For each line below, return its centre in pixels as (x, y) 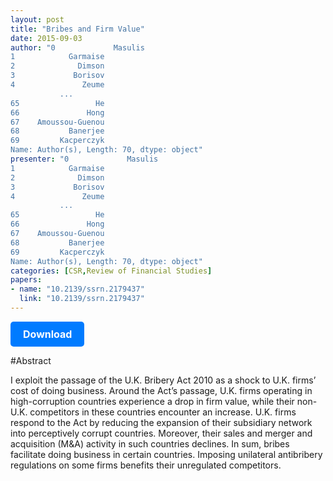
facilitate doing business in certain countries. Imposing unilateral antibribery (166, 454)
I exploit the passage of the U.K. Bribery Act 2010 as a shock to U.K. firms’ (163, 380)
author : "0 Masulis (77, 47)
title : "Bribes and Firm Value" (77, 29)
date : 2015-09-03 (46, 38)
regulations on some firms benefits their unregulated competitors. (146, 465)
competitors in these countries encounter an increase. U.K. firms (163, 412)
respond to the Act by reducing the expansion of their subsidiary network (161, 422)
